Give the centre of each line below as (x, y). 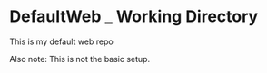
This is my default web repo (61, 41)
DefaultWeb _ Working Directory (134, 17)
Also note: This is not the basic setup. (80, 59)
